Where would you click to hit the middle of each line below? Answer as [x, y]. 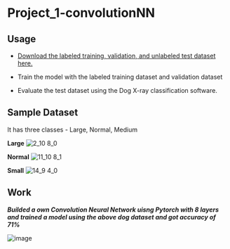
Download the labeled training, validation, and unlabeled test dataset [116, 56]
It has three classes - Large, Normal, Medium [73, 129]
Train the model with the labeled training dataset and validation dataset [120, 77]
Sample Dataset [43, 113]
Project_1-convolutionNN [81, 13]
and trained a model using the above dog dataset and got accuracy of [111, 217]
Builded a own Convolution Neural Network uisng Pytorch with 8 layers [113, 210]
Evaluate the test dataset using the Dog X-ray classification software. [117, 90]
